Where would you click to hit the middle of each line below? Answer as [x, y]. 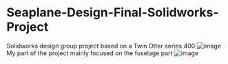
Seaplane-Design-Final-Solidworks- [113, 13]
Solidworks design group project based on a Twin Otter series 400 [101, 46]
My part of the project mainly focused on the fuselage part [90, 53]
